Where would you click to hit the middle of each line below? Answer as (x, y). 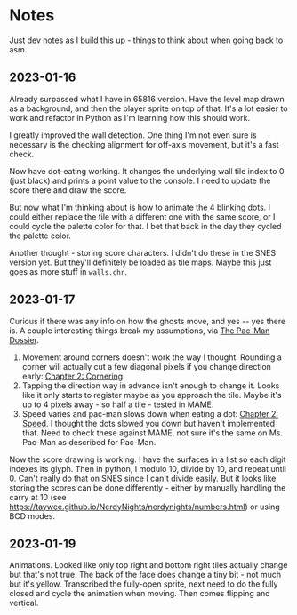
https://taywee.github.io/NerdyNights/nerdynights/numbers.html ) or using (144, 507)
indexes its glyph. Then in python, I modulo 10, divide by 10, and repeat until (148, 468)
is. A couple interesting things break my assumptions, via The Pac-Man (140, 331)
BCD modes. (32, 515)
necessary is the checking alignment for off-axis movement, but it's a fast (144, 144)
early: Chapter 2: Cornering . (74, 376)
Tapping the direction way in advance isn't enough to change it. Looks (151, 385)
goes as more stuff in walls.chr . (68, 271)
